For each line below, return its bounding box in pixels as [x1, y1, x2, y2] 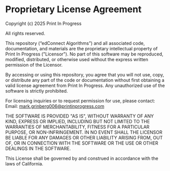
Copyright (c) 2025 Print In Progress [5, 20, 82, 26]
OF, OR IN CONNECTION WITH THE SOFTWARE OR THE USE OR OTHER [5, 140, 158, 146]
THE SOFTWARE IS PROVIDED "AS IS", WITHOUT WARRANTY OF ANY [5, 113, 154, 119]
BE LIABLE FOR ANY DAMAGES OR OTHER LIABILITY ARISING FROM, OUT [5, 134, 163, 140]
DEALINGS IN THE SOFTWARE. [5, 145, 71, 151]
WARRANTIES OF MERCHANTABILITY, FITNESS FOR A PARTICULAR [5, 124, 150, 130]
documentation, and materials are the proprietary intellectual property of [5, 45, 158, 51]
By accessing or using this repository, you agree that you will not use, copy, [5, 71, 164, 77]
